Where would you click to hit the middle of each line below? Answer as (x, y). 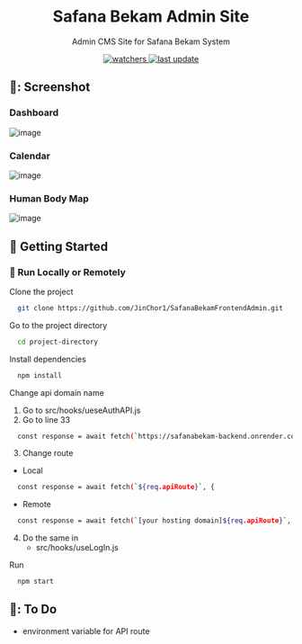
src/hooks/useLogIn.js (77, 548)
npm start (36, 582)
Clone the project (41, 291)
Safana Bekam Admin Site (151, 17)
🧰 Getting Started (59, 246)
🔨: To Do (33, 609)
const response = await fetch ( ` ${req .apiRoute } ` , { (116, 487)
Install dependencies (48, 359)
